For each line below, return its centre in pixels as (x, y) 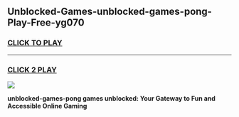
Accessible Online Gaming (47, 106)
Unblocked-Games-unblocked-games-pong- (110, 12)
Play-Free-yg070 (46, 23)
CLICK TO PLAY (35, 43)
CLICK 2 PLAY (32, 69)
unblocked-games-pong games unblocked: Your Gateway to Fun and (111, 98)
